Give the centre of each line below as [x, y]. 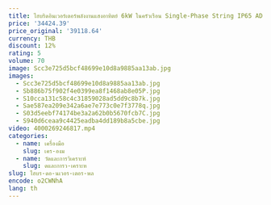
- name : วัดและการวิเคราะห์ [51, 158]
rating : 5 [25, 53]
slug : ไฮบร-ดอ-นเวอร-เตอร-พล [51, 174]
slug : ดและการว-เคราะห [55, 166]
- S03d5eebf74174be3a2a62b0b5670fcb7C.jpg [88, 114]
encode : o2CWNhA [35, 181]
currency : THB [32, 38]
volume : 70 [27, 61]
